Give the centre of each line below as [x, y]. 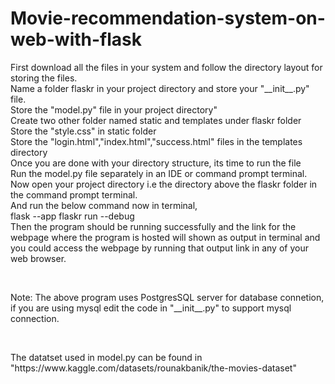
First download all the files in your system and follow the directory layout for [166, 67]
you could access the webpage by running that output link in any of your [159, 248]
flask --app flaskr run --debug [72, 216]
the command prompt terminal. [74, 194]
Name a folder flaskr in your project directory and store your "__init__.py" [160, 88]
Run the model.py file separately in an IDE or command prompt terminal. [159, 173]
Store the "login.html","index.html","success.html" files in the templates [156, 141]
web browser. [38, 258]
